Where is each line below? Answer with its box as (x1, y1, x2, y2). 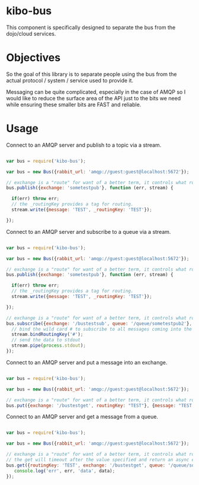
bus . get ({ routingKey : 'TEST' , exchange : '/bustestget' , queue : (6, 462, 166, 468)
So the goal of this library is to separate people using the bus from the (6, 70, 177, 78)
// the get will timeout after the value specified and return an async (6, 457, 190, 463)
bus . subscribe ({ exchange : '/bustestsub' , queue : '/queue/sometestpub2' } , (6, 321, 192, 326)
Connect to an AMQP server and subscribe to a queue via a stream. (6, 228, 171, 235)
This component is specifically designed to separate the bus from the (6, 24, 176, 31)
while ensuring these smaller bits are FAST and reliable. (6, 101, 142, 108)
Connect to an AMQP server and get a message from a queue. (6, 413, 159, 420)
